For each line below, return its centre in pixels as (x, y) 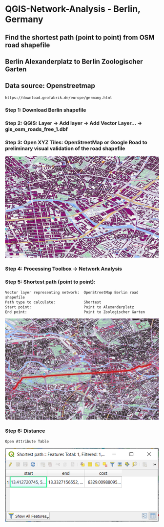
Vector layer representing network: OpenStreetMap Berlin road (72, 292)
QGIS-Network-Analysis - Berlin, (73, 9)
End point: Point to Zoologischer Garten (75, 312)
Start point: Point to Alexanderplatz (70, 307)
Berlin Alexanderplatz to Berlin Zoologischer (74, 61)
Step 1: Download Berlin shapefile (46, 110)
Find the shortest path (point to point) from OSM (80, 37)
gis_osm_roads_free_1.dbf (37, 129)
